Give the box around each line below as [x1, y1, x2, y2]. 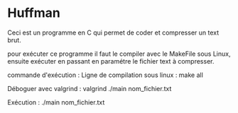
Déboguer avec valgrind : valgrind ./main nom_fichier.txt [7, 84, 172, 93]
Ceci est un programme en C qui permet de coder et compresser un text [7, 28, 220, 37]
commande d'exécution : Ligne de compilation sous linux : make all [7, 71, 204, 79]
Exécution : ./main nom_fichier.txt [7, 97, 105, 107]
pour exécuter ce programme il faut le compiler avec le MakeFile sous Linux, [7, 49, 231, 58]
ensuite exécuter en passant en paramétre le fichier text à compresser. [7, 56, 215, 65]
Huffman [7, 5, 60, 21]
